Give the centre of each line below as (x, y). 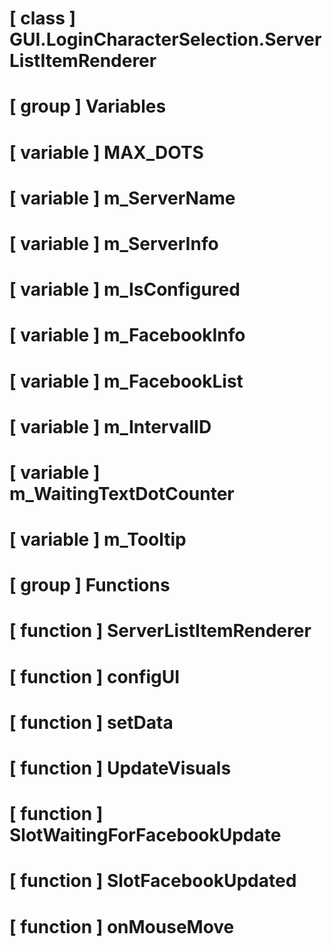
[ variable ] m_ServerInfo (114, 243)
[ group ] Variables (88, 106)
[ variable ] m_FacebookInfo (127, 335)
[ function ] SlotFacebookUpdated (153, 881)
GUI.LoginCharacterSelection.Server (165, 39)
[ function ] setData (91, 722)
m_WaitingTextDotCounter (122, 493)
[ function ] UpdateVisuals (120, 768)
